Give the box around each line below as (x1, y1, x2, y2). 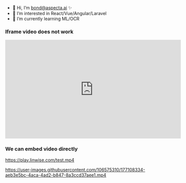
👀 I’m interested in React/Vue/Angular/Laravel (12, 11, 107, 16)
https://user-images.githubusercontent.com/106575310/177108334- (5, 166, 145, 172)
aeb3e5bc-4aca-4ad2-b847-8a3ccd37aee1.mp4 (5, 172, 107, 178)
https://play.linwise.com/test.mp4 (5, 157, 75, 163)
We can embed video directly (5, 145, 78, 152)
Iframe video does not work (5, 28, 74, 35)
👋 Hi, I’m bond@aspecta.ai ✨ (12, 5, 72, 11)
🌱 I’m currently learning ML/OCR (12, 16, 80, 22)
